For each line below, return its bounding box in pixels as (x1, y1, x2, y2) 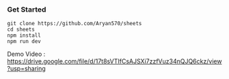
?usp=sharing (7, 65, 46, 73)
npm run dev (7, 38, 41, 45)
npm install (7, 32, 41, 39)
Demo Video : (7, 50, 46, 59)
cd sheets (7, 26, 36, 33)
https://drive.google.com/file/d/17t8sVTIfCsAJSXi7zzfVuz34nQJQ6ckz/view (7, 57, 222, 65)
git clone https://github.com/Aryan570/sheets (7, 20, 142, 27)
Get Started (7, 5, 46, 14)
